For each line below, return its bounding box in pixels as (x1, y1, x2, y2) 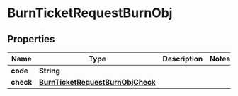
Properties (7, 33, 55, 45)
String (38, 66, 60, 76)
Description (162, 54, 203, 64)
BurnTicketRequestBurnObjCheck (38, 78, 156, 87)
